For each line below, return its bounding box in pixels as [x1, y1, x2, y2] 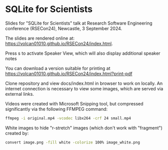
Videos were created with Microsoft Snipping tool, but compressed [5, 100, 144, 106]
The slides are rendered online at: [5, 35, 75, 41]
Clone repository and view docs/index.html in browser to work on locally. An [5, 80, 163, 86]
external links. [5, 91, 34, 97]
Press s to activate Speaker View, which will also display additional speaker [5, 50, 160, 56]
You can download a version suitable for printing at [5, 65, 111, 71]
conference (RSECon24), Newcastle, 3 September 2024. [5, 25, 122, 31]
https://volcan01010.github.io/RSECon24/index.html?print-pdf [5, 70, 133, 76]
